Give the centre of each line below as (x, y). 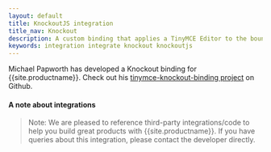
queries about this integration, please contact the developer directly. (142, 140)
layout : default (35, 16)
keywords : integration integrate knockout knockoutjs (101, 46)
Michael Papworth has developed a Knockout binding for (103, 69)
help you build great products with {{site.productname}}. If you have (142, 131)
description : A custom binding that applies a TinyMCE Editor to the (128, 38)
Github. (21, 87)
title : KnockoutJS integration (61, 23)
